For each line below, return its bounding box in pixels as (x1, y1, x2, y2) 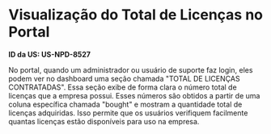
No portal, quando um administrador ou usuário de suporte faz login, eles (8, 65, 253, 74)
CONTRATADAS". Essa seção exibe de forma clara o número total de (8, 82, 237, 92)
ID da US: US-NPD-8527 (8, 49, 91, 59)
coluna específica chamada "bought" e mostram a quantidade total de (8, 99, 243, 109)
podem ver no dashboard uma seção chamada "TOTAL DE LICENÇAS (8, 73, 240, 83)
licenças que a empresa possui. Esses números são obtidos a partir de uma (8, 90, 260, 100)
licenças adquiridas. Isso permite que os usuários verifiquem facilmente (8, 107, 248, 118)
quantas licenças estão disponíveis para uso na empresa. (8, 116, 200, 126)
